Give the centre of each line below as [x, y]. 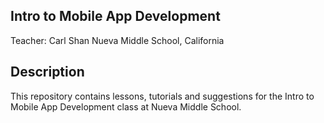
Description [47, 72]
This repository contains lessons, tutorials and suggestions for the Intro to [162, 96]
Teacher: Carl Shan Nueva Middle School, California [117, 40]
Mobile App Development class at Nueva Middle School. [126, 106]
